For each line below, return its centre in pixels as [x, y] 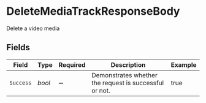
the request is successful [128, 83]
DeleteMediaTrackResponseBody [93, 11]
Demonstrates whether [124, 75]
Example [184, 64]
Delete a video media [33, 28]
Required [72, 64]
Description [128, 64]
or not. [101, 90]
